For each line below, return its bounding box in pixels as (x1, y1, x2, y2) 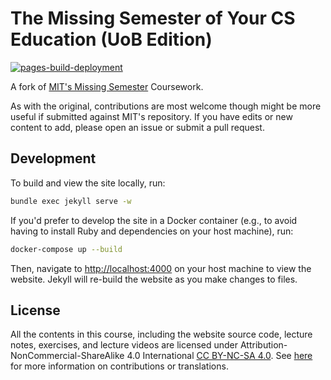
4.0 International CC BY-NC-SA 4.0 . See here (126, 350, 313, 362)
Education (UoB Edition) (10, 28, 213, 51)
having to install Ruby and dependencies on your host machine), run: (10, 225, 294, 237)
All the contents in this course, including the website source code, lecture (10, 328, 313, 341)
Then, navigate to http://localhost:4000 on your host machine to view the (10, 262, 312, 274)
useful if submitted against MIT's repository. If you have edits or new (10, 110, 293, 122)
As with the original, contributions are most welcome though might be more (10, 100, 322, 112)
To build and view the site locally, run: (10, 177, 166, 189)
